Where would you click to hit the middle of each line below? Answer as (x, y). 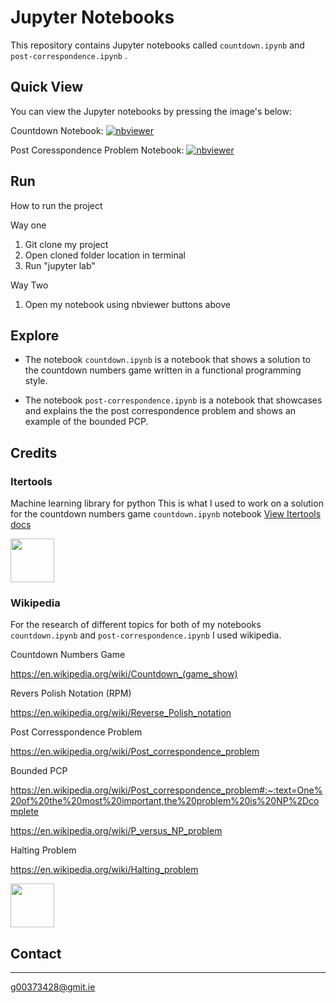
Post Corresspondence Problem (76, 732)
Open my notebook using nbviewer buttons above (127, 304)
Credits (34, 452)
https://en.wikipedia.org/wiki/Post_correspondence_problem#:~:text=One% (166, 790)
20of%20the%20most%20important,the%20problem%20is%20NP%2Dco (165, 801)
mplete (24, 812)
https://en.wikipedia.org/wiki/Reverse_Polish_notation (121, 713)
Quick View (47, 87)
